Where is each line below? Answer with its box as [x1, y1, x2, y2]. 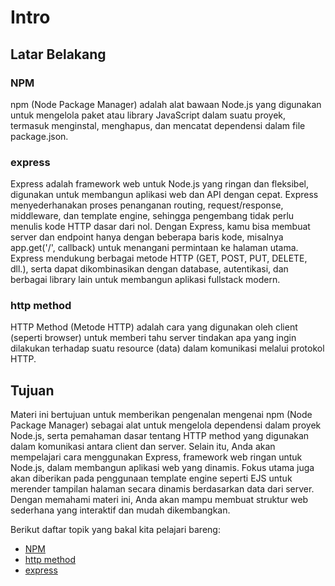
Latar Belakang [10, 46, 107, 63]
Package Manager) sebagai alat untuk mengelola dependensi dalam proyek [10, 419, 322, 431]
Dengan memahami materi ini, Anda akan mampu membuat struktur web [10, 494, 309, 506]
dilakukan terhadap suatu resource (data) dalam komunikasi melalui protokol [10, 342, 325, 355]
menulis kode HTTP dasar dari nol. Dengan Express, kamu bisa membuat [10, 221, 311, 233]
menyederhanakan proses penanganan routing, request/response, [10, 199, 284, 211]
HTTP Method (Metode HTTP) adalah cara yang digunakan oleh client [10, 321, 298, 333]
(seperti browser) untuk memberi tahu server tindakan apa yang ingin [10, 332, 297, 344]
